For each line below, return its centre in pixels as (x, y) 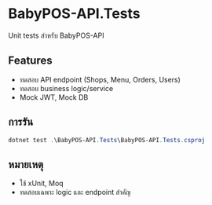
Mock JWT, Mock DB (54, 97)
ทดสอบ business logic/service (66, 88)
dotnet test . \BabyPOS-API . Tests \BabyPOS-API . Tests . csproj (107, 140)
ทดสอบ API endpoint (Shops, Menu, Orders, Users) (100, 79)
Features (30, 61)
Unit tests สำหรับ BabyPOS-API (56, 35)
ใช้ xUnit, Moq (42, 183)
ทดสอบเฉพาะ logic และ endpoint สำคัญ (75, 192)
